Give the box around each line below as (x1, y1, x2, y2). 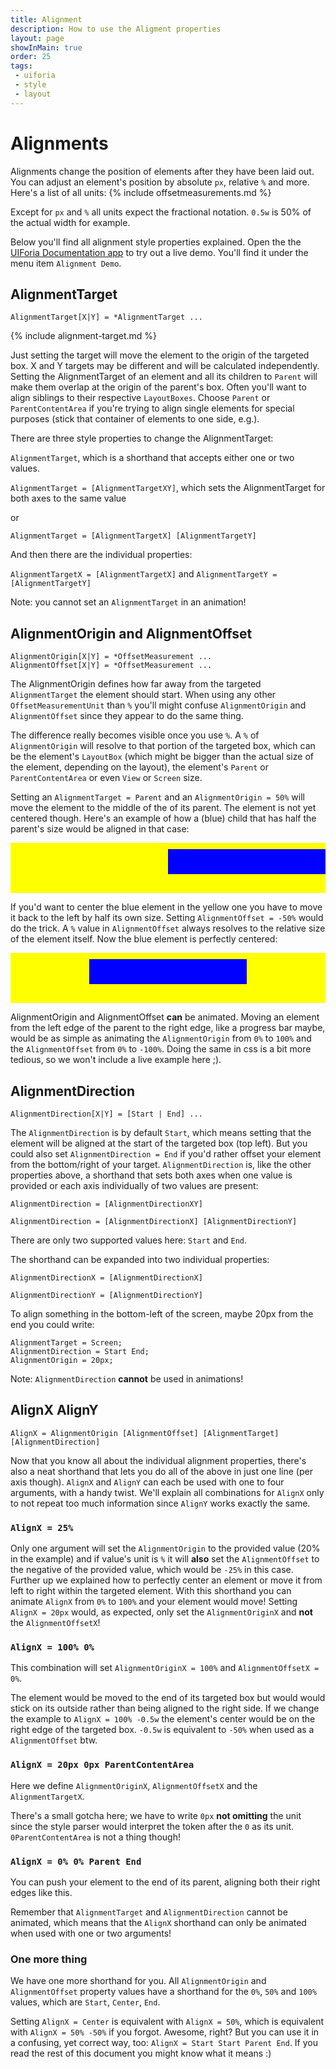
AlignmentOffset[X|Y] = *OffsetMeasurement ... (10, 661, 213, 671)
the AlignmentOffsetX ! (10, 1617, 101, 1629)
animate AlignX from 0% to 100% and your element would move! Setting (10, 1596, 298, 1608)
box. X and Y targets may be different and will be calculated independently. (10, 360, 320, 372)
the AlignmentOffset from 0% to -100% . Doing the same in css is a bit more (10, 1043, 312, 1055)
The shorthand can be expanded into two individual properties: (10, 1254, 270, 1265)
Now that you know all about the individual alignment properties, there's (10, 1454, 307, 1466)
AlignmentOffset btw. (10, 1734, 98, 1746)
